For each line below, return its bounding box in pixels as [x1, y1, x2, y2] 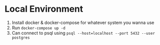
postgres [11, 35, 30, 40]
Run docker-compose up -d [11, 24, 66, 30]
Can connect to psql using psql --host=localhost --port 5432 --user [11, 30, 155, 36]
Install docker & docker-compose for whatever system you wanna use [11, 20, 155, 25]
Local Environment [4, 3, 83, 15]
